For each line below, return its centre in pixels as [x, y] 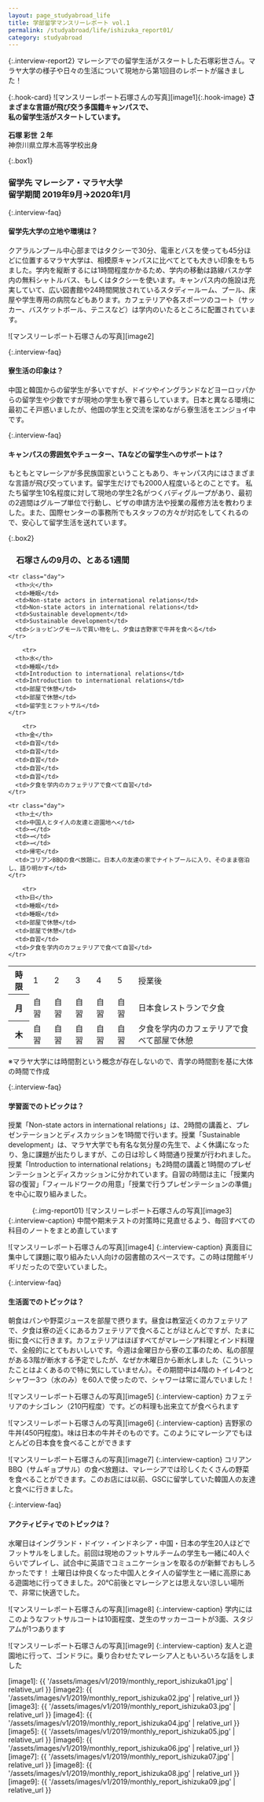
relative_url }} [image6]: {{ [50, 1740]
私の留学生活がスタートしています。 [66, 117]
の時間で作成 [29, 1071]
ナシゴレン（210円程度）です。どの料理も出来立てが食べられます [134, 1406]
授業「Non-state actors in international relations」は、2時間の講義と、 [122, 1125]
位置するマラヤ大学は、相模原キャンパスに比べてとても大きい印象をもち [138, 260]
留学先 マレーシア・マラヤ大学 [66, 183]
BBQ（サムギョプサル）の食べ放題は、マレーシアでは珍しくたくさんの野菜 [129, 1469]
